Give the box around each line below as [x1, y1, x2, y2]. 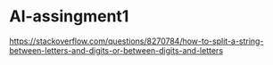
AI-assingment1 [9, 6, 129, 27]
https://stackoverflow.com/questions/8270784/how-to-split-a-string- [9, 36, 264, 46]
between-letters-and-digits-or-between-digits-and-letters [9, 45, 224, 55]
